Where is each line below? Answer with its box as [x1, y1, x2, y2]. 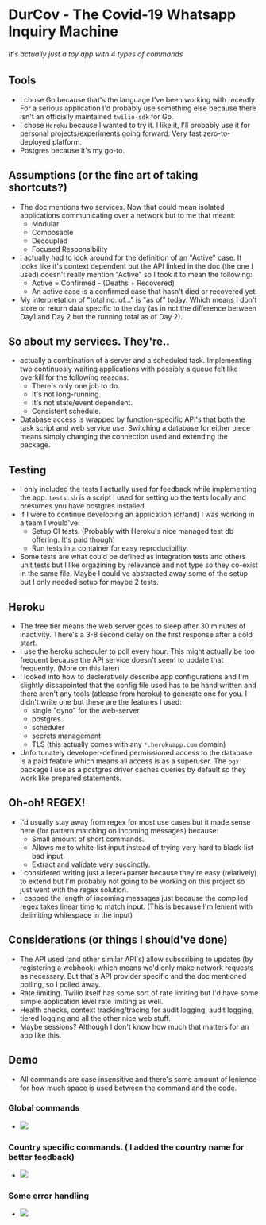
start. [19, 638, 37, 648]
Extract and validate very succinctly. [31, 860, 151, 869]
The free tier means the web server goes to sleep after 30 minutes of [19, 621, 246, 631]
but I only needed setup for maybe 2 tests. [19, 578, 159, 587]
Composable [31, 227, 74, 237]
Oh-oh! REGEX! [8, 796, 86, 810]
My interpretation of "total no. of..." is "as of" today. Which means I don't [19, 295, 257, 304]
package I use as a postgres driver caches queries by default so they [19, 765, 246, 775]
